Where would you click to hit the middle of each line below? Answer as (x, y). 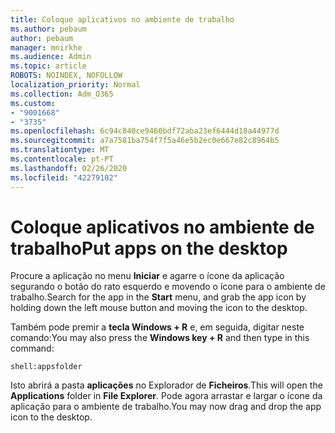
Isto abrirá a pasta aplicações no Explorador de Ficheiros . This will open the (166, 385)
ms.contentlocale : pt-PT (62, 159)
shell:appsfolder (46, 367)
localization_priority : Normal (75, 85)
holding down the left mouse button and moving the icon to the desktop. (159, 308)
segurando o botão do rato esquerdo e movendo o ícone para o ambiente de (168, 287)
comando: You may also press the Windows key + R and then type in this (160, 338)
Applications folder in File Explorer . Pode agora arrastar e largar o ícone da (166, 396)
